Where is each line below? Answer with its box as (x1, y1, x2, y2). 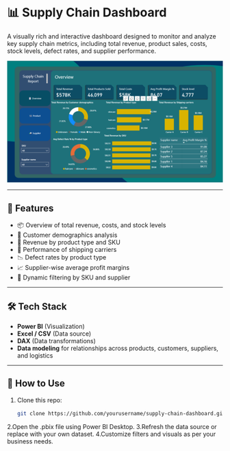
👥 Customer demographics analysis (16, 231, 118, 240)
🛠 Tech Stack (7, 301, 67, 312)
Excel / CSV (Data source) (16, 329, 92, 338)
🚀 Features (7, 203, 54, 214)
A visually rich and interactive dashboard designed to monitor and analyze (7, 32, 217, 41)
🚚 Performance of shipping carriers (16, 246, 117, 254)
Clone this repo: (16, 395, 62, 404)
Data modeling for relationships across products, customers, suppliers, (16, 344, 219, 353)
